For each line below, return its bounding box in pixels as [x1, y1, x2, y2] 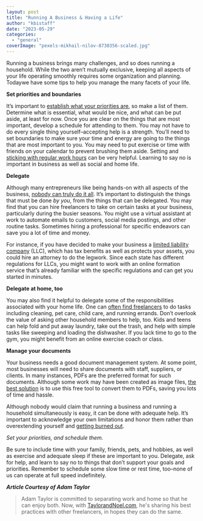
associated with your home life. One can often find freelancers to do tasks [6, 303, 191, 310]
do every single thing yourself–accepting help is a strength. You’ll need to [6, 128, 190, 135]
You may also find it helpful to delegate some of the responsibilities [6, 296, 174, 304]
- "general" [12, 37, 42, 43]
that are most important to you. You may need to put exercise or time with [6, 141, 190, 148]
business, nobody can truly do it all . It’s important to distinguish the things [6, 190, 191, 197]
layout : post [6, 9, 39, 15]
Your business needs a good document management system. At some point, [6, 359, 197, 366]
